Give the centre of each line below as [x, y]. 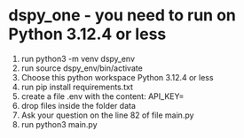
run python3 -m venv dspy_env [78, 58]
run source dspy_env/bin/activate [82, 68]
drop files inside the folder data [79, 105]
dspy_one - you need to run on [122, 15]
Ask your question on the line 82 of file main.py [107, 115]
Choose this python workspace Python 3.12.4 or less [117, 77]
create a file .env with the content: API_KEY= [102, 96]
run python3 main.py [59, 124]
